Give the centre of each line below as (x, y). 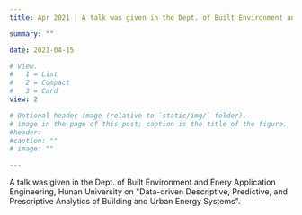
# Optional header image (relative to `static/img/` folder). (128, 116)
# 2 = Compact (40, 83)
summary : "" (31, 34)
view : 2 (24, 99)
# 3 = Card (34, 91)
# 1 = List (34, 74)
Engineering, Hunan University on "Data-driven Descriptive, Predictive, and (149, 192)
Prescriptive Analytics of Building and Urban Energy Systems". (125, 202)
